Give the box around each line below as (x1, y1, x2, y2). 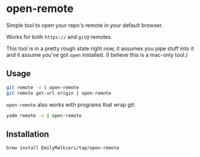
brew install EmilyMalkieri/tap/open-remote (6, 145, 120, 151)
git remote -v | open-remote (6, 84, 79, 90)
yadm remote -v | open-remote (6, 113, 82, 119)
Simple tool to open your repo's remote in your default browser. (6, 22, 163, 29)
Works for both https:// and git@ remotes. (6, 33, 113, 40)
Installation (6, 129, 49, 139)
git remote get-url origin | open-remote (6, 90, 112, 96)
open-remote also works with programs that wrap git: (6, 101, 136, 108)
